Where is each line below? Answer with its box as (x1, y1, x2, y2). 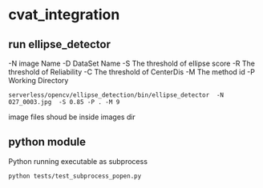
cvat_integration (8, 6, 120, 24)
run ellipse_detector (8, 38, 111, 51)
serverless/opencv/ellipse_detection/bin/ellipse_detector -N (8, 91, 225, 99)
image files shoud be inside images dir (8, 112, 136, 122)
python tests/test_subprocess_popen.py (8, 172, 142, 180)
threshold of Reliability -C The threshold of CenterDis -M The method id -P (8, 67, 255, 77)
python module (8, 135, 87, 149)
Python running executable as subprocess (8, 156, 148, 166)
